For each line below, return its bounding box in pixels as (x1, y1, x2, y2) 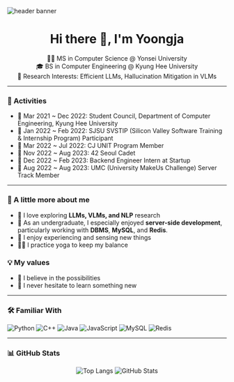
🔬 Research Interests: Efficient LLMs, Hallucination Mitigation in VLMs (17, 72, 217, 80)
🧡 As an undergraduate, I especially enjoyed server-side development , (17, 218, 223, 227)
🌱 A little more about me (7, 195, 90, 205)
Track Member (17, 171, 60, 180)
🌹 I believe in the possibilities (17, 273, 101, 282)
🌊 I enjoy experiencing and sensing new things (17, 233, 152, 241)
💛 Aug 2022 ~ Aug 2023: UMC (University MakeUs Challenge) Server (17, 164, 217, 172)
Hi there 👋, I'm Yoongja (49, 31, 185, 47)
